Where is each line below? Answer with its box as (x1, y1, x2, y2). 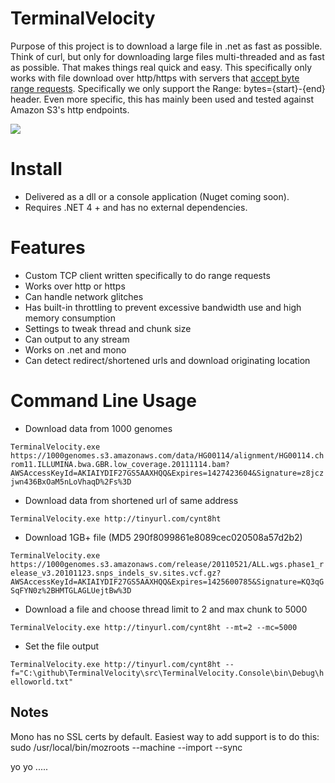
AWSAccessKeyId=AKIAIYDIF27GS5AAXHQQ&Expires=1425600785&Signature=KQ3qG (10, 577, 325, 587)
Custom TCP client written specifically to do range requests (24, 269, 271, 281)
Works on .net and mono (24, 343, 127, 356)
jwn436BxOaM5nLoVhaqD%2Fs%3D (10, 477, 132, 487)
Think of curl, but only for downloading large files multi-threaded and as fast (10, 50, 325, 62)
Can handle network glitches (24, 290, 144, 302)
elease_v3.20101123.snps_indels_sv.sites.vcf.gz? (10, 568, 222, 578)
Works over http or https (24, 280, 126, 292)
